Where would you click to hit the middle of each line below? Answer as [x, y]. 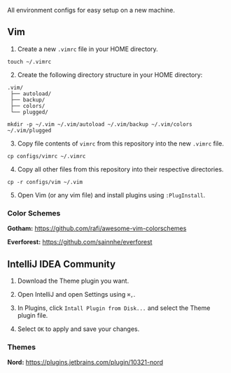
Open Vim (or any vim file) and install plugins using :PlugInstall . [111, 195]
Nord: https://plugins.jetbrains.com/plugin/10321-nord [85, 363]
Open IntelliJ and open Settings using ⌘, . [76, 294]
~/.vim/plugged [29, 130]
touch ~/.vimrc [29, 62]
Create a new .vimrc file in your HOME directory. [88, 49]
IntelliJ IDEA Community [62, 264]
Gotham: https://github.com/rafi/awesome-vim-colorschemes [97, 228]
